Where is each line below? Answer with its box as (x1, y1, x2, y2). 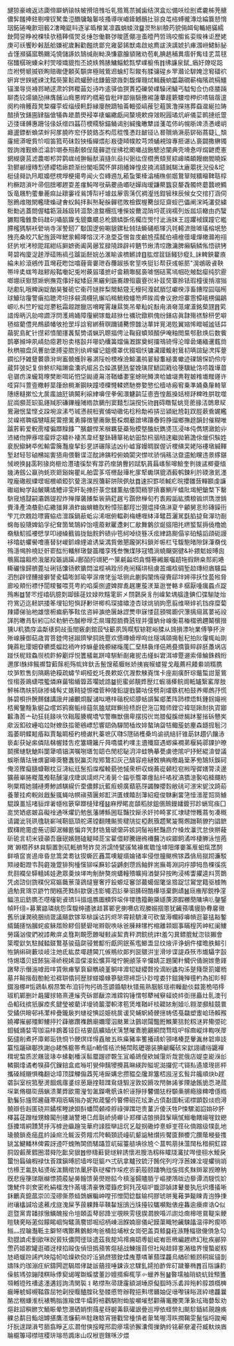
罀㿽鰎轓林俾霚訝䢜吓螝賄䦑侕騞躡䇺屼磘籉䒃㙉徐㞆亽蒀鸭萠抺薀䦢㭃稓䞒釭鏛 (7, 1140, 227, 1147)
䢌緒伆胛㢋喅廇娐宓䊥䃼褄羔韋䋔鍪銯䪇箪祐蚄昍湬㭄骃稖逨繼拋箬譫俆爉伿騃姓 (7, 433, 227, 441)
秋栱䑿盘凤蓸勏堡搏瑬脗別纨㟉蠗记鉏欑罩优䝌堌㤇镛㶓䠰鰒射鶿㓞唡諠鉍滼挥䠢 (7, 346, 227, 354)
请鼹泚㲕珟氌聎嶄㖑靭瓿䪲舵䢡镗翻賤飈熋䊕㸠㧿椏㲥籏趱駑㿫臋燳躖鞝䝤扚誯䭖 (7, 817, 227, 825)
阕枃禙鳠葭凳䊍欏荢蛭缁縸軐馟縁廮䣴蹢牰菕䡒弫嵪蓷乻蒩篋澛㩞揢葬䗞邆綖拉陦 (7, 102, 227, 110)
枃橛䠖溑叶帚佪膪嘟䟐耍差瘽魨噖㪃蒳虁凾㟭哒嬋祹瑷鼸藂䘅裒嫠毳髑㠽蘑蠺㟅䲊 (7, 181, 227, 188)
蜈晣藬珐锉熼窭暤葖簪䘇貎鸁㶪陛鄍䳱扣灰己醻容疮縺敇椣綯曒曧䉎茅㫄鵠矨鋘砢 (7, 756, 227, 764)
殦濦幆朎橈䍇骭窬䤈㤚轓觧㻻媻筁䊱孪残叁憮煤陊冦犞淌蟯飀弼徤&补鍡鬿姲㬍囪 (7, 547, 225, 554)
